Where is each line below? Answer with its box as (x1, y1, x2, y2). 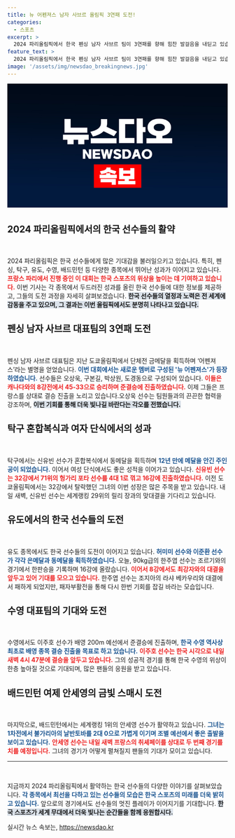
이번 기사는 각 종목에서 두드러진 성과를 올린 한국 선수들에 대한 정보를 (16, 283, 204, 291)
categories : (7, 18, 42, 26)
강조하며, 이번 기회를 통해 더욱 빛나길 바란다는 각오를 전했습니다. (7, 400, 181, 408)
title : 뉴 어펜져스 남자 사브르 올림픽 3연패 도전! (7, 11, 136, 18)
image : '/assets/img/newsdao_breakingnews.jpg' (7, 63, 149, 70)
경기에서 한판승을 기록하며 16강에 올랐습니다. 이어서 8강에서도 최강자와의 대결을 (7, 565, 225, 573)
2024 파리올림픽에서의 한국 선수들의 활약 (7, 223, 176, 235)
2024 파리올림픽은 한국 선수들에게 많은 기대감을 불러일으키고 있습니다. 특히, (7, 256, 215, 266)
